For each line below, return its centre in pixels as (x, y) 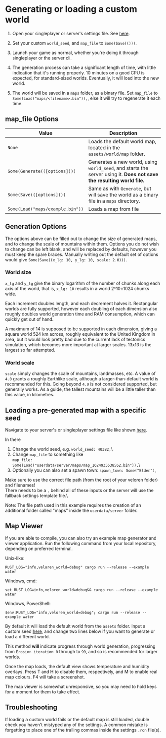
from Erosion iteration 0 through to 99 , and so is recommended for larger (81, 651)
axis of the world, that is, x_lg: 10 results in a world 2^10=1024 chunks (77, 288)
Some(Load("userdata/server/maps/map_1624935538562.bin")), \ (76, 465)
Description (123, 133)
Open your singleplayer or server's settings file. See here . (71, 33)
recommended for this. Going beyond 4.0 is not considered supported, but (81, 384)
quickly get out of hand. (29, 319)
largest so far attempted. (30, 350)
